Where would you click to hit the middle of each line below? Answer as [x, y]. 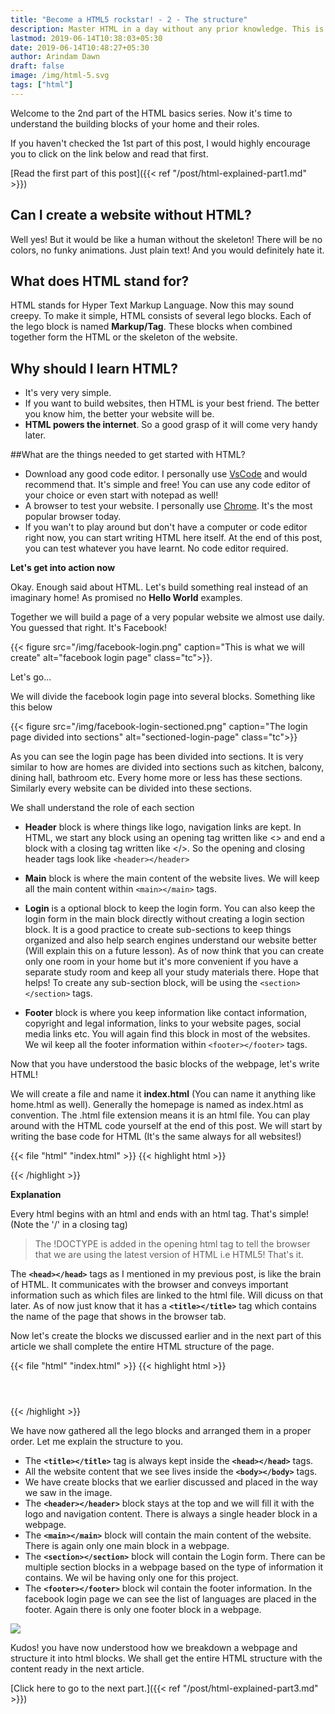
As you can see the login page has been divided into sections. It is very [157, 757]
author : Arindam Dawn [55, 57]
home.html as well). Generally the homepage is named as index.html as [157, 1105]
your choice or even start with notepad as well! [121, 495]
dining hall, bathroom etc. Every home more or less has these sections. [156, 778]
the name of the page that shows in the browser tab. [118, 1317]
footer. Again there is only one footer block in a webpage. [143, 1610]
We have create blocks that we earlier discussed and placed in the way [171, 1482]
